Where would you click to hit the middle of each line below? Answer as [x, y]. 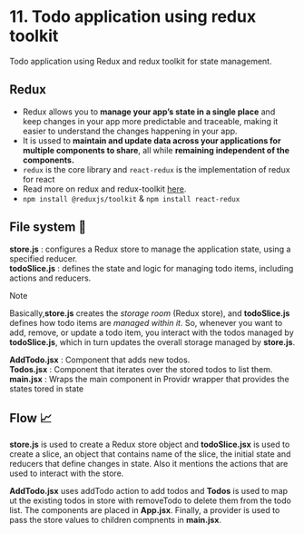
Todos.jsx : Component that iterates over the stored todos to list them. [141, 369]
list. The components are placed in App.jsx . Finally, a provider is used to [145, 510]
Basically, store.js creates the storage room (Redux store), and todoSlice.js [150, 313]
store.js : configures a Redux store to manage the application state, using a [150, 249]
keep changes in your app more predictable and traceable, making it [150, 121]
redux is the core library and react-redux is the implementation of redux [156, 169]
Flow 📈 [31, 418]
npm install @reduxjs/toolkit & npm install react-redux [131, 198]
